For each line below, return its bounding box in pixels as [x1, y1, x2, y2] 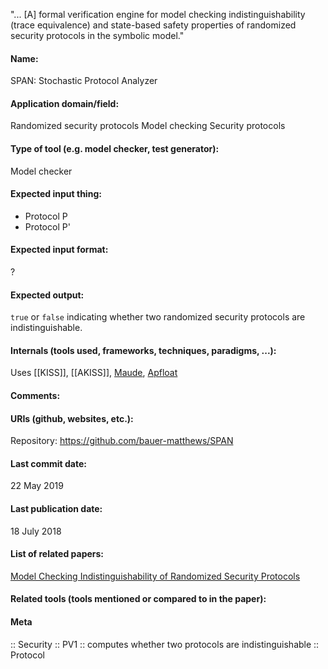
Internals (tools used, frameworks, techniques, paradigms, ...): [10, 344, 277, 356]
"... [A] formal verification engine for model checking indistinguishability [10, 9, 306, 20]
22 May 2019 [10, 480, 64, 492]
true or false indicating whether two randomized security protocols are [10, 311, 306, 323]
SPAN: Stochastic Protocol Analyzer [10, 75, 158, 87]
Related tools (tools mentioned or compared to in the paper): [10, 593, 267, 605]
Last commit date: [10, 457, 87, 469]
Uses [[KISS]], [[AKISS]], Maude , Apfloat [10, 367, 178, 379]
